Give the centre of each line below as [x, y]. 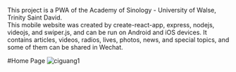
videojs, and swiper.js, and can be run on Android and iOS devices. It [107, 32]
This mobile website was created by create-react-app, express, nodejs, [111, 25]
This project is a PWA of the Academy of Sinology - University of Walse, [112, 10]
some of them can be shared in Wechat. [65, 47]
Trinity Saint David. [35, 17]
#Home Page [26, 61]
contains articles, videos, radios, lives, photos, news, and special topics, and [118, 40]
